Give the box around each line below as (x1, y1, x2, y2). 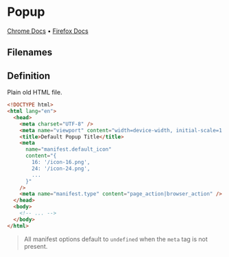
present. (23, 242, 48, 250)
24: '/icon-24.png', (32, 165, 91, 172)
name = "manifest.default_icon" (25, 146, 112, 153)
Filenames (7, 47, 53, 58)
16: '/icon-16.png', (32, 159, 91, 166)
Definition (7, 70, 50, 82)
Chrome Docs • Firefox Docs (7, 27, 89, 35)
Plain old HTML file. (7, 88, 63, 97)
